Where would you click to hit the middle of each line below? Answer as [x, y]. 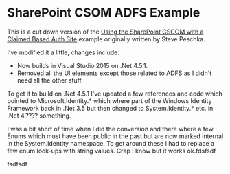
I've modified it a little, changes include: [64, 52]
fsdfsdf [17, 164]
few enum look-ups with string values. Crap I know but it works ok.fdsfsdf [112, 151]
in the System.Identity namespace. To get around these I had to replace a [111, 143]
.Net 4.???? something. [39, 116]
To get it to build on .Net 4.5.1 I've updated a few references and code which [115, 94]
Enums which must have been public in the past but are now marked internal [115, 136]
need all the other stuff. [50, 80]
